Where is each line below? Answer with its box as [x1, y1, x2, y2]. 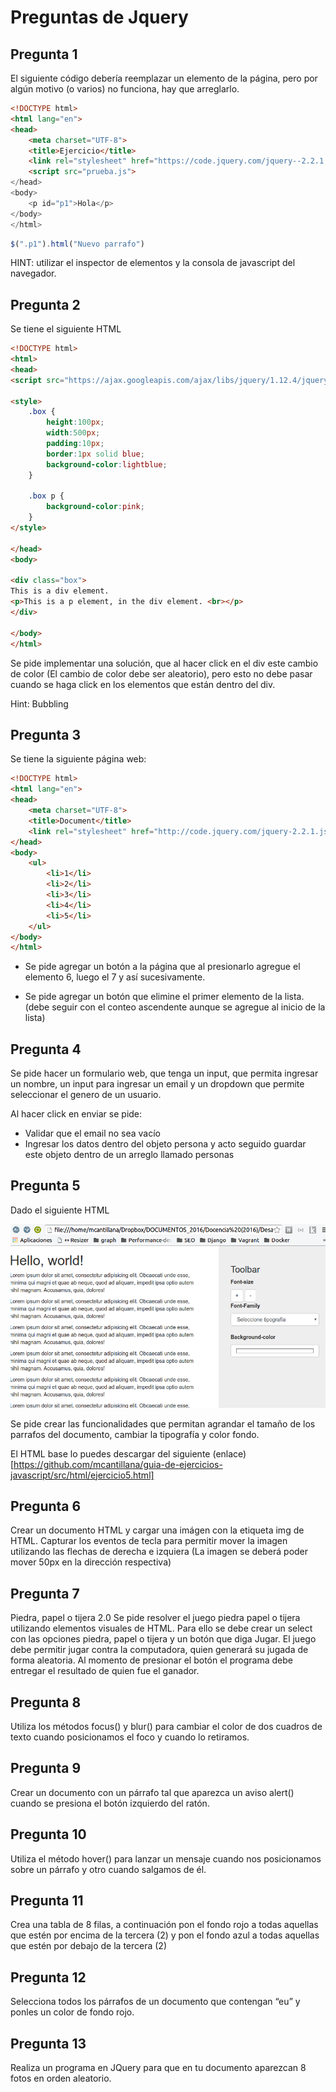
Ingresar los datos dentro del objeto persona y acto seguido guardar [24, 1138, 307, 1150]
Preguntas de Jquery [10, 6, 189, 29]
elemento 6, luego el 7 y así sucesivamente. [24, 971, 206, 983]
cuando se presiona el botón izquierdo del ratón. [10, 1797, 210, 1809]
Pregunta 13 [10, 2035, 87, 2052]
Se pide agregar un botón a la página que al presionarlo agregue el [24, 961, 301, 973]
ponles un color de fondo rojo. [10, 2006, 135, 2018]
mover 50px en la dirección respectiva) [10, 1556, 172, 1568]
